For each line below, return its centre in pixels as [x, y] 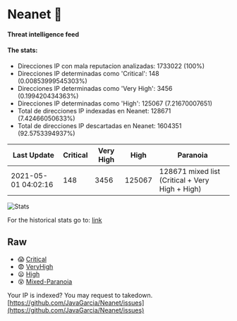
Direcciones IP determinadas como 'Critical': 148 [89, 73]
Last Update [34, 155]
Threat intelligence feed [43, 34]
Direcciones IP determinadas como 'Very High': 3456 [95, 88]
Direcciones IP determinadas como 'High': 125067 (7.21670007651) [115, 103]
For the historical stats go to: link [55, 220]
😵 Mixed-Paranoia [45, 282]
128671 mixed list [190, 171]
